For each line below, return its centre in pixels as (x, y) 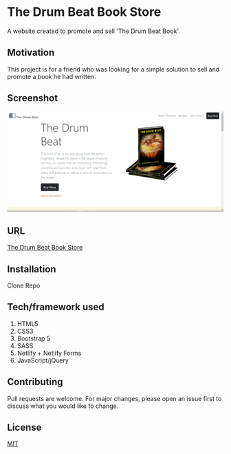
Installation (32, 269)
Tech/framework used (56, 307)
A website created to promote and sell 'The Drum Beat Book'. (94, 31)
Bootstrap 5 (34, 338)
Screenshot (33, 98)
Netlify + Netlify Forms (49, 353)
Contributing (35, 382)
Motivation (31, 53)
